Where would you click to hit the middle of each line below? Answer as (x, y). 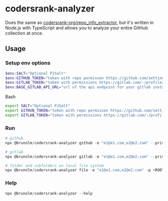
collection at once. (24, 33)
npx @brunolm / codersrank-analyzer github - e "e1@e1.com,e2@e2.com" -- (80, 143)
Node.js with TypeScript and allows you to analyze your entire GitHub (77, 27)
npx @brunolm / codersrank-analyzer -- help (49, 193)
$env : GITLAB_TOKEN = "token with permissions (51, 83)
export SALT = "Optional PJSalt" (38, 106)
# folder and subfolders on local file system (54, 166)
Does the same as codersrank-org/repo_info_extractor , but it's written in (79, 22)
